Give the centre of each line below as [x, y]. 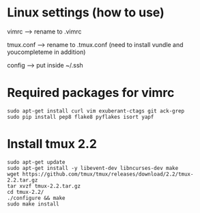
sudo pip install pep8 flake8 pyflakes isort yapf [81, 117]
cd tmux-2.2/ [26, 192]
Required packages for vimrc [91, 93]
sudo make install [33, 204]
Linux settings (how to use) [86, 13]
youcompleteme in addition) [46, 52]
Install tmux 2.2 [52, 144]
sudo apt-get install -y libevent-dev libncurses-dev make [93, 168]
